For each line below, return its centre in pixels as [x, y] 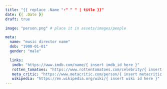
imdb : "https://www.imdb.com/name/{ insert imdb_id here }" [76, 65]
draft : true [17, 19]
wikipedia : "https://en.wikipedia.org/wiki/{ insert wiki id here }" [86, 79]
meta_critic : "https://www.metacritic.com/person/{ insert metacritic [87, 74]
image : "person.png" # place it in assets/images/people [66, 28]
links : [16, 60]
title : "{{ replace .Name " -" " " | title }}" [54, 10]
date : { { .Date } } [24, 14]
